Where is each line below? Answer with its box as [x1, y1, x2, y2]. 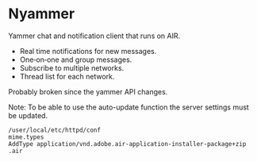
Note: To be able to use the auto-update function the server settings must [8, 102, 250, 112]
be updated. [8, 110, 48, 120]
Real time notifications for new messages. [19, 46, 157, 56]
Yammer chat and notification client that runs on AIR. [8, 31, 181, 40]
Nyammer [8, 5, 75, 23]
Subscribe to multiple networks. [19, 63, 125, 72]
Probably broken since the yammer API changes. [8, 86, 168, 96]
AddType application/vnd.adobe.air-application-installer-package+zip [8, 140, 247, 148]
